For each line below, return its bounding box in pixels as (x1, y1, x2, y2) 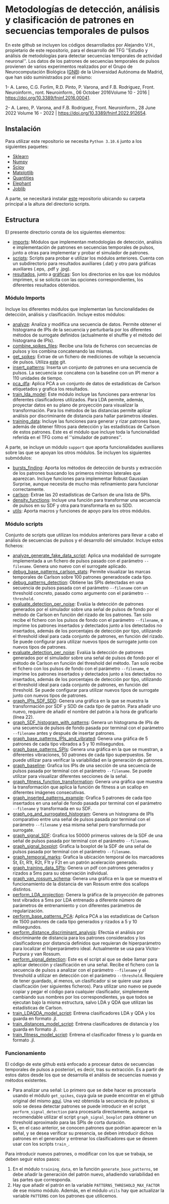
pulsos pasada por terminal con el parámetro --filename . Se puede (12, 768, 152, 774)
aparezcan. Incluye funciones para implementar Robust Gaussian (12, 475, 148, 481)
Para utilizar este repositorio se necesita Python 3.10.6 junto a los (5, 138, 142, 144)
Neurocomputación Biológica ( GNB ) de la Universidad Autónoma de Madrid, (5, 68, 163, 74)
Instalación (5, 125, 41, 133)
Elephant (12, 180, 31, 186)
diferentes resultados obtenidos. (12, 282, 80, 288)
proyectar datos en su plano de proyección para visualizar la (12, 402, 139, 408)
